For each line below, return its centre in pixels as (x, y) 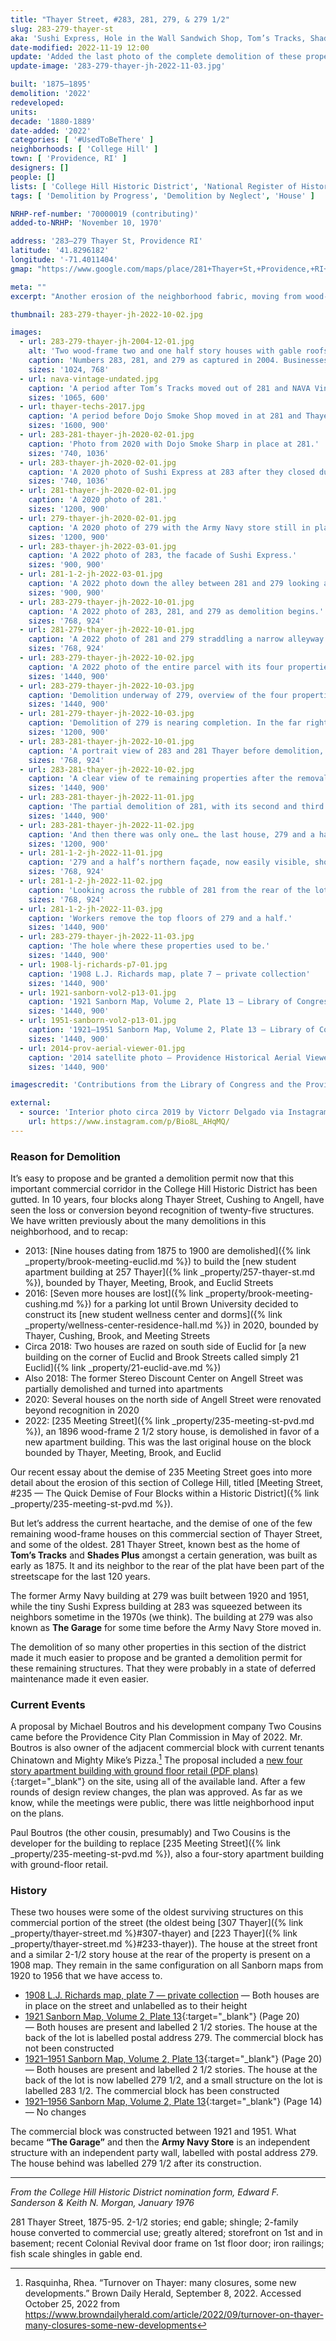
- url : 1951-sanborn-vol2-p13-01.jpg (98, 1021)
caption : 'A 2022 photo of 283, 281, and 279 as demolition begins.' (176, 611)
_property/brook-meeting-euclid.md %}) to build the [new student (160, 1262)
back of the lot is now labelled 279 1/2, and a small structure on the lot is (173, 2080)
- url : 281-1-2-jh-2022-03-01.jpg (91, 574)
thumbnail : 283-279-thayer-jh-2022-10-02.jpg (106, 314)
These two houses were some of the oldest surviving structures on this (157, 1912)
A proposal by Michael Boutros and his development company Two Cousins (166, 1727)
